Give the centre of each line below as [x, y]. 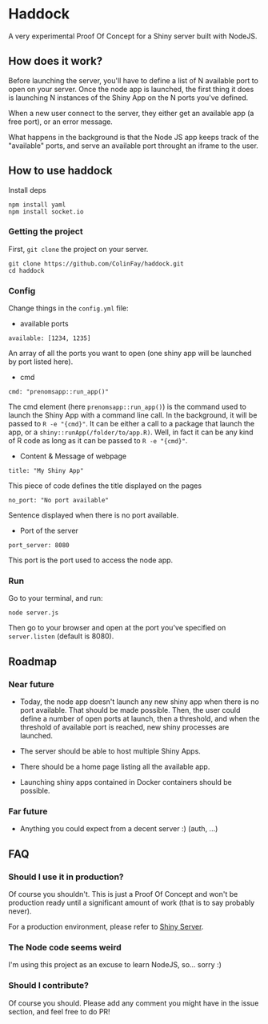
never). [20, 911]
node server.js [34, 613]
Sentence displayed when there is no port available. [94, 515]
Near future [31, 684]
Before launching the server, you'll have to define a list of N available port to [133, 80]
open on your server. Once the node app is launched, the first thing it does [131, 89]
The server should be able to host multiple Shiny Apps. [110, 751]
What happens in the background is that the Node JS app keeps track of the [134, 137]
